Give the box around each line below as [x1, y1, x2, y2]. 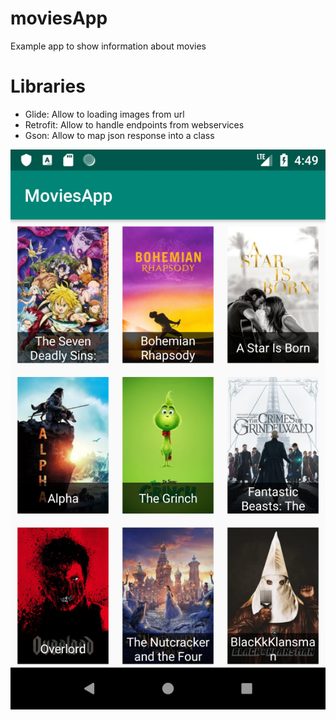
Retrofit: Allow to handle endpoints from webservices [24, 118, 245, 131]
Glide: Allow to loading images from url [24, 108, 185, 120]
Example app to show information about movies [10, 40, 207, 52]
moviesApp [10, 7, 108, 30]
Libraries [10, 75, 86, 98]
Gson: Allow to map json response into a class [24, 129, 215, 141]
